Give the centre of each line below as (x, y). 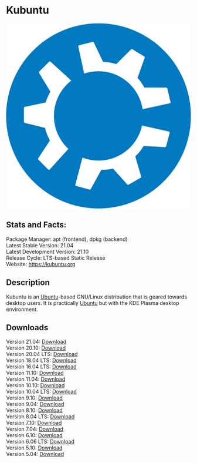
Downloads (27, 328)
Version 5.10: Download (34, 448)
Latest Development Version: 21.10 (47, 251)
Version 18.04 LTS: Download (42, 360)
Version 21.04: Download (36, 342)
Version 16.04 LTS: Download (42, 367)
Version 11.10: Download (35, 373)
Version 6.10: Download (34, 435)
